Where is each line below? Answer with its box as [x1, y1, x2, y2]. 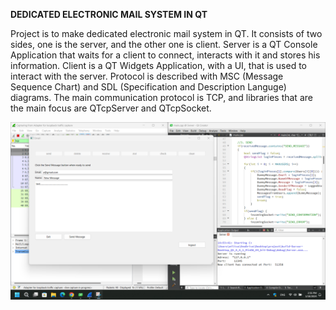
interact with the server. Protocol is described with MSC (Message [10, 70, 284, 82]
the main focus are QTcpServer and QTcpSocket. [10, 102, 212, 114]
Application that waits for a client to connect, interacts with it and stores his [10, 49, 321, 61]
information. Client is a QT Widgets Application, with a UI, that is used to [10, 60, 307, 71]
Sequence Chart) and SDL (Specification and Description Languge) [10, 81, 287, 93]
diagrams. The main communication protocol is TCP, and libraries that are [10, 92, 313, 103]
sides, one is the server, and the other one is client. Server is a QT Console [10, 39, 318, 50]
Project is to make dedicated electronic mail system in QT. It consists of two [10, 28, 323, 39]
